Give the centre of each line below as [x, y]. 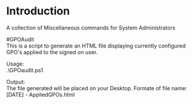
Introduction [38, 11]
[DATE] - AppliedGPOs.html [41, 94]
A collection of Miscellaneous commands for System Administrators [91, 28]
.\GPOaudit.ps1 [25, 70]
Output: [16, 82]
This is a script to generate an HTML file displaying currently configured [96, 46]
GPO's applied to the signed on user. [52, 52]
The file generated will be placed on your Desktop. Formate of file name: [97, 88]
